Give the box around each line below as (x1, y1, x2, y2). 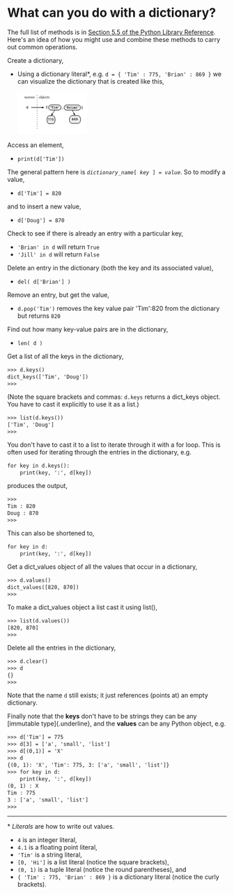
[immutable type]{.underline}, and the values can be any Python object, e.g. (7, 719, 226, 728)
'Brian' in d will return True (17, 243, 100, 251)
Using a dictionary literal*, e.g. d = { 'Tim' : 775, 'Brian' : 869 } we (17, 70, 221, 78)
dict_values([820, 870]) (7, 583, 79, 590)
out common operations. (7, 43, 78, 51)
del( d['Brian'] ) (17, 278, 71, 285)
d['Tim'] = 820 (17, 190, 62, 197)
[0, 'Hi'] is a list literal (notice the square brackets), (17, 857, 169, 866)
